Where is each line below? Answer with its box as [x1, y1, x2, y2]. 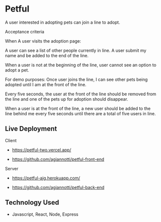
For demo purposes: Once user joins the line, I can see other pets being [5, 76, 148, 82]
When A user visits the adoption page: [5, 38, 81, 44]
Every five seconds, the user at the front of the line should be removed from [5, 91, 156, 97]
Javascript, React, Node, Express [12, 211, 79, 217]
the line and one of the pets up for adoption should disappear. [5, 96, 128, 102]
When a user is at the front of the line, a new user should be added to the [5, 105, 151, 111]
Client [5, 137, 17, 143]
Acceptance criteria [5, 29, 44, 34]
